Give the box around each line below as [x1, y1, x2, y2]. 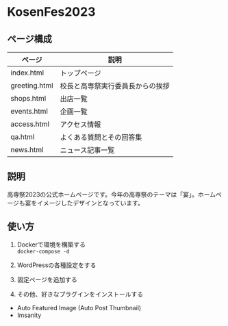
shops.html [10, 94, 47, 103]
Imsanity [16, 311, 42, 319]
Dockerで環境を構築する [16, 240, 86, 249]
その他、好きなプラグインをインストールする [16, 290, 144, 298]
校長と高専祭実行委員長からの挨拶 [60, 81, 170, 90]
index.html [10, 68, 45, 77]
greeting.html [10, 81, 53, 90]
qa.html [10, 132, 35, 141]
